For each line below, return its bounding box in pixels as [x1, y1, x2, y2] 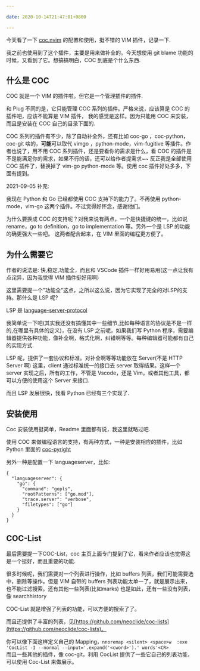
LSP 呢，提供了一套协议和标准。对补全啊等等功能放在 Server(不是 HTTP [6, 354, 183, 361]
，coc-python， [149, 132, 189, 140]
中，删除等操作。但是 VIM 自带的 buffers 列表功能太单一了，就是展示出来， [6, 577, 190, 585]
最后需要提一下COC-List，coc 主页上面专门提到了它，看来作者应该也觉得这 [6, 550, 191, 557]
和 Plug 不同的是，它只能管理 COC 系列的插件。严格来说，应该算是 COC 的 [6, 105, 190, 112]
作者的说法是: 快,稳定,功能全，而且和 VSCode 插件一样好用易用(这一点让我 [6, 267, 189, 274]
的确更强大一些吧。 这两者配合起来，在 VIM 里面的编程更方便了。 [6, 230, 167, 237]
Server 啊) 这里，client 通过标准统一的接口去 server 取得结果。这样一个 [6, 362, 181, 369]
